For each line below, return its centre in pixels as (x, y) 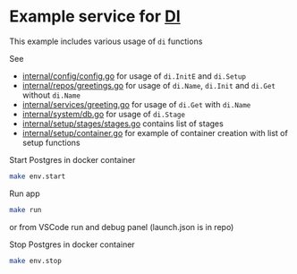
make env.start (38, 176)
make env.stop (36, 261)
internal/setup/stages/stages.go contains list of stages (123, 124)
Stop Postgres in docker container (72, 244)
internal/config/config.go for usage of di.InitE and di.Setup (134, 76)
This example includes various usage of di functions (106, 41)
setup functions (51, 142)
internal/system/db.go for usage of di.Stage (104, 114)
